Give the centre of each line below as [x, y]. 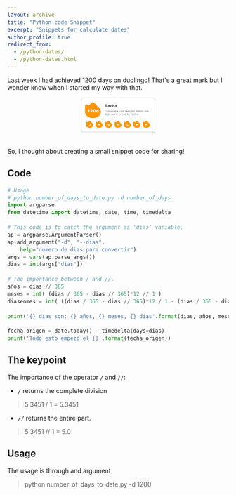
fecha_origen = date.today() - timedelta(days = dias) [86, 331]
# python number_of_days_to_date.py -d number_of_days [89, 198]
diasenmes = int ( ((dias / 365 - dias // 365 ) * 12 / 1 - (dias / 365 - [113, 301]
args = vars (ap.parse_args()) [52, 257]
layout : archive [31, 15]
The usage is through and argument [59, 470]
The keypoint [37, 361]
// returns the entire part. [54, 418]
